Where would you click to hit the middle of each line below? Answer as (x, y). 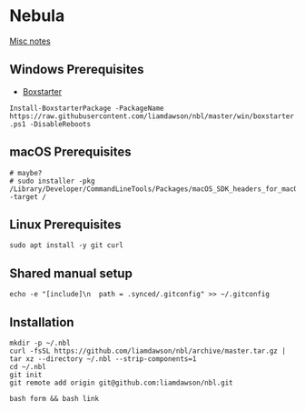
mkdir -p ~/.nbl (40, 343)
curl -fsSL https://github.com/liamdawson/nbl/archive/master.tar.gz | (148, 351)
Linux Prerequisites (65, 224)
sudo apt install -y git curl (67, 246)
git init (26, 375)
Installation (42, 322)
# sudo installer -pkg (52, 181)
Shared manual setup (71, 273)
